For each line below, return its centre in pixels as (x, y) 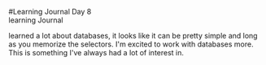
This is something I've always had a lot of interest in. (96, 53)
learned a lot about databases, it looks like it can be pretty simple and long (133, 36)
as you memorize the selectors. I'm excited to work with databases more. (131, 44)
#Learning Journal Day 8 (50, 12)
